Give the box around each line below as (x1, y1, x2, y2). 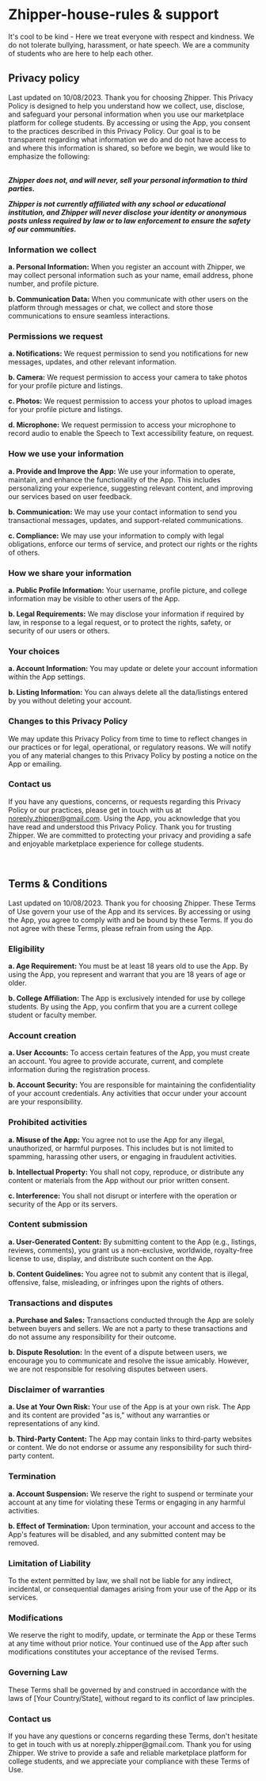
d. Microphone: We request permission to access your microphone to (8, 420, 236, 429)
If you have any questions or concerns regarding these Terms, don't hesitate (8, 1731, 258, 1741)
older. (8, 978, 27, 987)
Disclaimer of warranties (8, 1384, 105, 1395)
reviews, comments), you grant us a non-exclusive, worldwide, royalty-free (8, 1245, 253, 1255)
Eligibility (8, 943, 45, 954)
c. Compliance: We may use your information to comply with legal (8, 531, 224, 540)
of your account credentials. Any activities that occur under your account (8, 1089, 247, 1098)
